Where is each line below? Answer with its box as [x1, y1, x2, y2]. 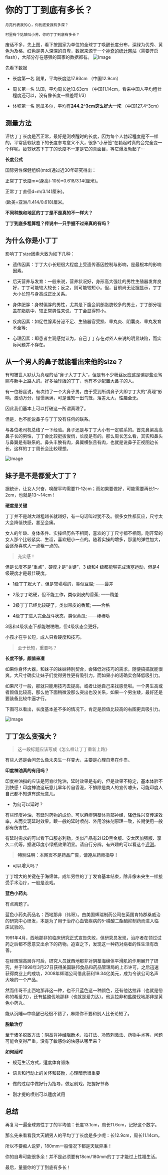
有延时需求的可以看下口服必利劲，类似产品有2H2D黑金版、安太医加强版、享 [5, 835, 161, 841]
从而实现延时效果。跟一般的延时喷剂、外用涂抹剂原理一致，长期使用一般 [13, 818, 163, 824]
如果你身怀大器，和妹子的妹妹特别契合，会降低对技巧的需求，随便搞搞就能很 [5, 666, 163, 672]
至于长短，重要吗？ [17, 645, 57, 651]
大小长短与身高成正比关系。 [12, 291, 70, 297]
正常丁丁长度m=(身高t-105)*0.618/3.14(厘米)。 [5, 177, 101, 183]
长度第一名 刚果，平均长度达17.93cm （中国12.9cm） [12, 75, 121, 81]
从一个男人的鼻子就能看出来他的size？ [5, 357, 123, 366]
